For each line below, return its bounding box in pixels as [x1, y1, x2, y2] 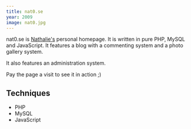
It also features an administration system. [6, 59, 106, 67]
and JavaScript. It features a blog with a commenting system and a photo [6, 42, 183, 49]
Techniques [6, 88, 51, 98]
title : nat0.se [6, 8, 43, 15]
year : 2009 [6, 14, 33, 20]
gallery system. [6, 48, 43, 55]
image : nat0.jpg [6, 19, 46, 25]
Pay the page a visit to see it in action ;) [6, 71, 102, 78]
